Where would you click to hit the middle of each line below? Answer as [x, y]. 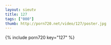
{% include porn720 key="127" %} [40, 38]
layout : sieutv [21, 10]
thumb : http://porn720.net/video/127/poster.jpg [56, 23]
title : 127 [16, 14]
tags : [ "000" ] [20, 19]
